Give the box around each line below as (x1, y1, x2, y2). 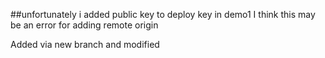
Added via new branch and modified (10, 39, 160, 50)
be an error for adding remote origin (10, 19, 159, 31)
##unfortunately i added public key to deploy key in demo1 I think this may (10, 9, 316, 20)
